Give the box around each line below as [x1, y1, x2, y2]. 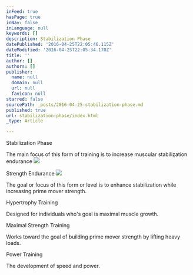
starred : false [6, 96, 44, 102]
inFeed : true [6, 8, 38, 15]
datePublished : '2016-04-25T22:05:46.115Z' [6, 42, 115, 48]
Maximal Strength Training [6, 222, 70, 229]
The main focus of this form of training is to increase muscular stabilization [6, 151, 188, 158]
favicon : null [11, 91, 46, 97]
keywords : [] [6, 31, 38, 37]
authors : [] [6, 63, 35, 69]
